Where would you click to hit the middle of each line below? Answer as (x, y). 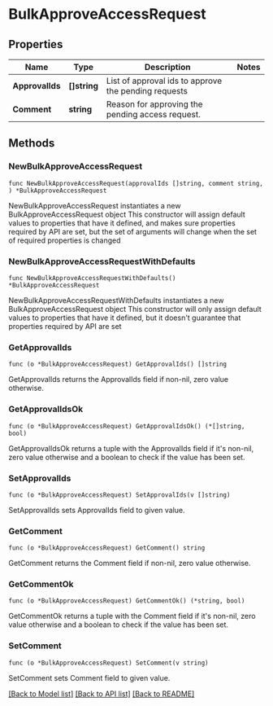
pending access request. (153, 114)
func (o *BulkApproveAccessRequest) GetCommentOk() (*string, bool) (127, 601)
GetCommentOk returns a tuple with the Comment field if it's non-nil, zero (132, 616)
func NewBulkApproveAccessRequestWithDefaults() (92, 278)
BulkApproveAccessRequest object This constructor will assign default (127, 214)
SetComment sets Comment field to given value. (89, 677)
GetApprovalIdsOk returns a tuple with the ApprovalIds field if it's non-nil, (131, 448)
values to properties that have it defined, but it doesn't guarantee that (125, 318)
